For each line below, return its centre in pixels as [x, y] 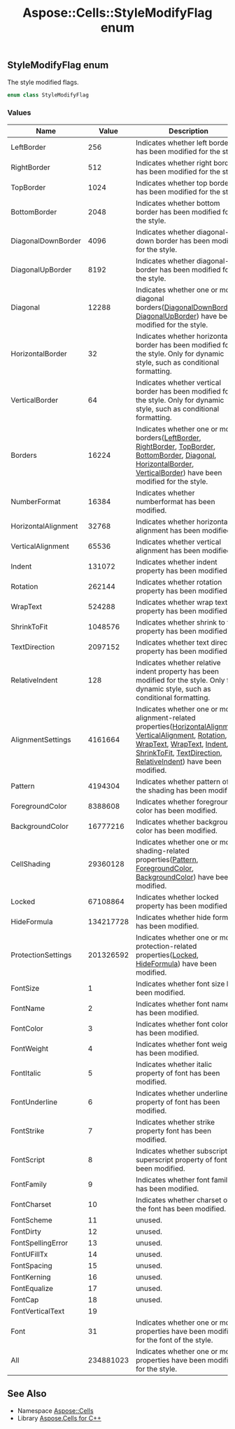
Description [188, 131]
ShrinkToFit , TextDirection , [179, 753]
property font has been [173, 1131]
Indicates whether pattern [178, 781]
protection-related [166, 946]
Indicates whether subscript [181, 1151]
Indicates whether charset [178, 1200]
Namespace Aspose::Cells [55, 1410]
